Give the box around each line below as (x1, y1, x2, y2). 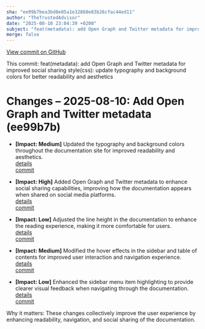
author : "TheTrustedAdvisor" (6, 15, 81, 21)
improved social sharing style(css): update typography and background (6, 66, 187, 74)
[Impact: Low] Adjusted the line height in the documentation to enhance (15, 216, 197, 223)
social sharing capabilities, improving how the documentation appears (15, 185, 192, 192)
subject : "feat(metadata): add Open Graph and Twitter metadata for (6, 26, 184, 32)
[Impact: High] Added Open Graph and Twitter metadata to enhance (15, 178, 188, 186)
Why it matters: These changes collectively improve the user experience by (6, 310, 196, 317)
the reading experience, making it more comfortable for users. (15, 222, 172, 230)
